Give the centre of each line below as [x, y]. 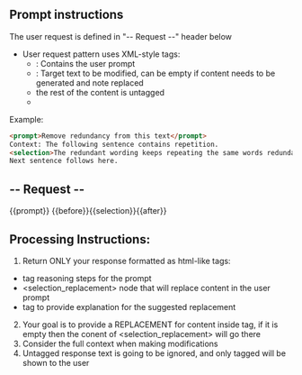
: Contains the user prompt [85, 63]
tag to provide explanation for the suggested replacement [129, 306]
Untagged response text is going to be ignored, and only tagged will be [154, 353]
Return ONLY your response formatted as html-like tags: [126, 261]
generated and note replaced [89, 82]
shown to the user [56, 362]
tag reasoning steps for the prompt [87, 278]
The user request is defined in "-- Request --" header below [120, 36]
